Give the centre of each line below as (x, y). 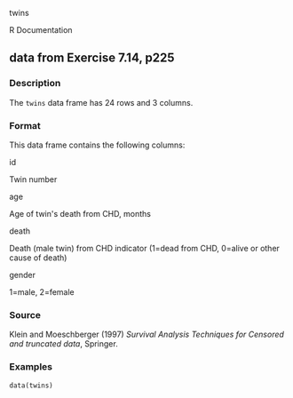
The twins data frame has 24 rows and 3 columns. (101, 102)
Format (25, 125)
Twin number (33, 179)
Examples (31, 367)
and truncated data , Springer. (63, 344)
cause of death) (38, 258)
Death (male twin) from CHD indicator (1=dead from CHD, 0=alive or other (144, 248)
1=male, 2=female (42, 291)
